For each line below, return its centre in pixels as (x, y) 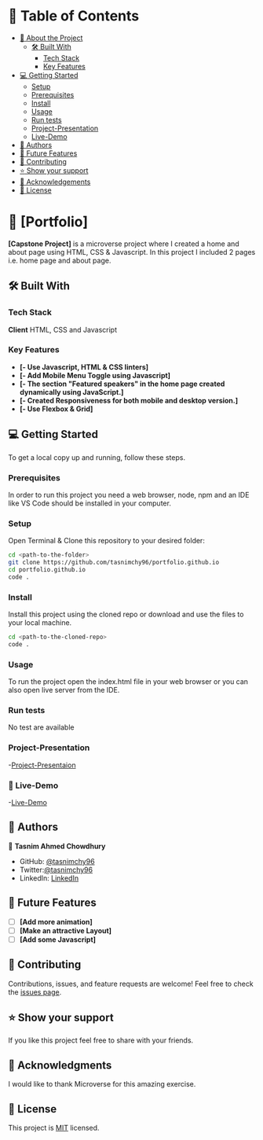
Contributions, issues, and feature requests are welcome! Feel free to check (131, 984)
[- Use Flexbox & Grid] (56, 409)
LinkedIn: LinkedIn (49, 878)
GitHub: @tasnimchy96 (57, 861)
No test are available (41, 727)
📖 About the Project (51, 38)
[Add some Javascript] (58, 940)
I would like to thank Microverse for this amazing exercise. (102, 1084)
